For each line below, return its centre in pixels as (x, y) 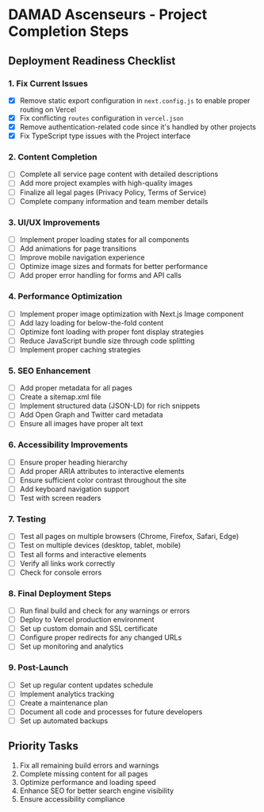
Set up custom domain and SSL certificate (88, 629)
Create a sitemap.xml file (60, 397)
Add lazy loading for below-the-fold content (92, 322)
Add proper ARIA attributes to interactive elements (102, 471)
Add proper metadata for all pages (76, 388)
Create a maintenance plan (64, 702)
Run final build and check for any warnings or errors (105, 611)
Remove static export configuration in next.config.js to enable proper (135, 100)
